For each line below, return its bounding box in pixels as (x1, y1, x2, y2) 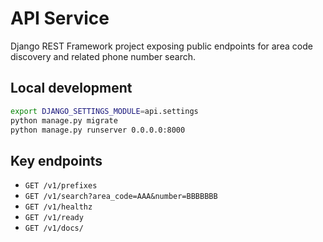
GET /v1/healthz (24, 202, 93, 212)
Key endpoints (10, 152, 103, 169)
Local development (10, 80, 133, 97)
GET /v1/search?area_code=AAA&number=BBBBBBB (24, 192, 218, 202)
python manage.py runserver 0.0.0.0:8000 (10, 125, 186, 135)
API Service (10, 7, 110, 30)
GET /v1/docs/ (24, 223, 84, 234)
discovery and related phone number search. (10, 50, 197, 62)
